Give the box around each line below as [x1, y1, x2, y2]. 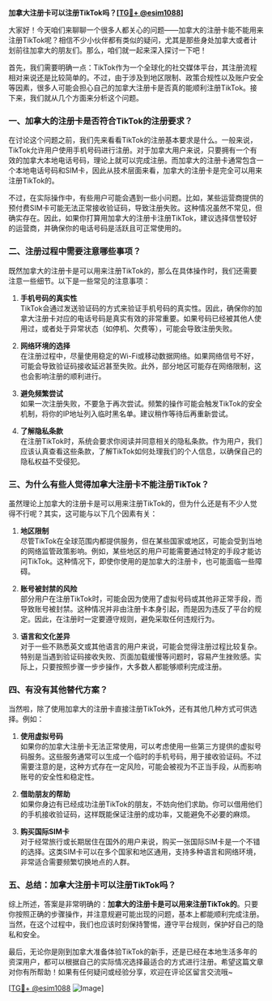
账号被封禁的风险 [19, 583, 78, 593]
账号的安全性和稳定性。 [19, 772, 99, 782]
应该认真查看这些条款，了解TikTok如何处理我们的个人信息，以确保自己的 [19, 446, 263, 456]
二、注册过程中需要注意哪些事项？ [8, 246, 142, 257]
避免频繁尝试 [19, 389, 63, 398]
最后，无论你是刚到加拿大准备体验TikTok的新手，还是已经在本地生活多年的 [8, 947, 257, 956]
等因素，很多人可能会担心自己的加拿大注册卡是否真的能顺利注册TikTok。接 [8, 83, 257, 92]
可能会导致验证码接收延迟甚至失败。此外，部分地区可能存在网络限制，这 [19, 361, 261, 371]
